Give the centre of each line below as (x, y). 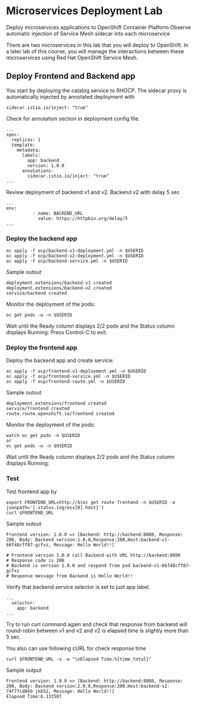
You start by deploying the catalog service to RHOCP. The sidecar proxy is (96, 90)
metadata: (29, 150)
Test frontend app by (32, 491)
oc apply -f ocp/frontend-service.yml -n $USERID (68, 377)
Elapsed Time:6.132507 (34, 696)
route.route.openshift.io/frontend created (60, 414)
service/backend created (37, 293)
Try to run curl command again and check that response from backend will (97, 624)
